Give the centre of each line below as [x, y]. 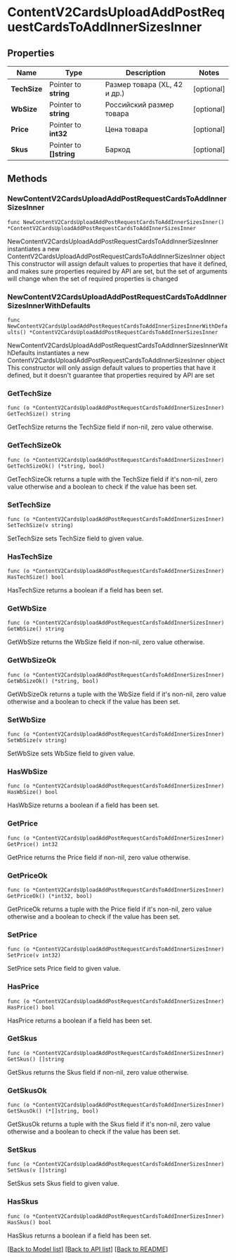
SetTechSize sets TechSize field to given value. [76, 538]
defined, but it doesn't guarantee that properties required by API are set [111, 375]
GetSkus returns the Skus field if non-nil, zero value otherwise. [98, 1072]
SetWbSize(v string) [38, 741]
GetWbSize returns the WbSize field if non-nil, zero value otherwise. [106, 642]
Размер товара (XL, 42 [144, 85]
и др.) [115, 93]
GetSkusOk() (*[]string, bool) [53, 1111]
